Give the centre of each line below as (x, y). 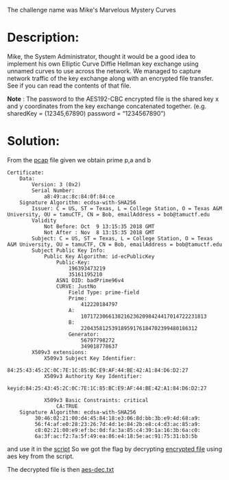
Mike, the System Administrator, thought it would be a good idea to (101, 56)
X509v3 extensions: (60, 352)
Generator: (84, 334)
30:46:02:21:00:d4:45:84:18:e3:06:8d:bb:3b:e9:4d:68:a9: (118, 418)
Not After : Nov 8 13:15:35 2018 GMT (99, 232)
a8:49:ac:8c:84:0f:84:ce (79, 197)
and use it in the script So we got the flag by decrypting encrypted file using (115, 449)
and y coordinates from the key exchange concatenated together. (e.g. (107, 106)
